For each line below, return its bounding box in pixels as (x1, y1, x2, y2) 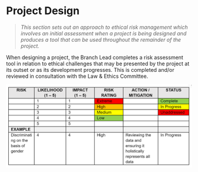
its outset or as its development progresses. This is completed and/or (6, 66, 175, 73)
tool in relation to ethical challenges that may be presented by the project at (6, 60, 190, 67)
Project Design (6, 4, 80, 18)
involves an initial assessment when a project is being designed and (20, 29, 187, 37)
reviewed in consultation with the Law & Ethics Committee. (6, 72, 148, 80)
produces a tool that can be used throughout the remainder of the (20, 36, 181, 43)
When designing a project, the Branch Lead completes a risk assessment (6, 54, 184, 61)
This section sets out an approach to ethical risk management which (20, 24, 188, 31)
